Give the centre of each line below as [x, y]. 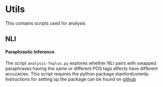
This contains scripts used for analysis [45, 23]
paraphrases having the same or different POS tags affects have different [81, 68]
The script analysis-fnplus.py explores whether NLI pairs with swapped [81, 63]
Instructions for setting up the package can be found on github [71, 79]
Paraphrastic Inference [30, 52]
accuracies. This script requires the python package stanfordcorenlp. [77, 73]
